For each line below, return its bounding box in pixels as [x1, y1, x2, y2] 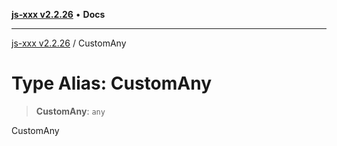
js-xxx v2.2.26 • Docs [11, 9, 106, 20]
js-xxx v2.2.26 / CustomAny [11, 37, 127, 49]
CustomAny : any [35, 105, 106, 117]
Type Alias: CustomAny [11, 72, 213, 95]
